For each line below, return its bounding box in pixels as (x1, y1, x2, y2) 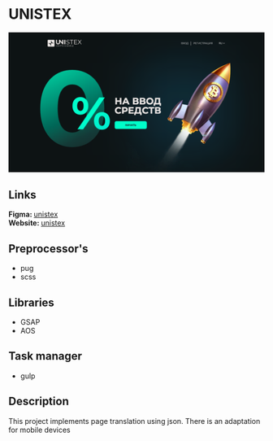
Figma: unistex (8, 209, 58, 220)
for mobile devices (8, 425, 71, 434)
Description (8, 395, 69, 408)
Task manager (8, 349, 83, 363)
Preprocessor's (8, 242, 89, 255)
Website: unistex (8, 218, 66, 228)
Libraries (8, 295, 54, 309)
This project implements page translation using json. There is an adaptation (8, 416, 261, 426)
